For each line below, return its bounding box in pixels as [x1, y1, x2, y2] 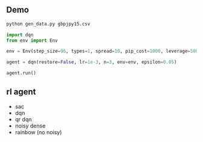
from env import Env [6, 37, 59, 44]
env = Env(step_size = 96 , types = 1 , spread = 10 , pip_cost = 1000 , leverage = [6, 48, 190, 54]
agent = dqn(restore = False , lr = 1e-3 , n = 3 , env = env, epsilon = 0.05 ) [6, 59, 177, 65]
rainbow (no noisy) [14, 128, 62, 135]
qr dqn [14, 115, 32, 123]
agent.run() [6, 70, 36, 76]
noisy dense [14, 122, 46, 129]
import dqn [6, 31, 34, 38]
